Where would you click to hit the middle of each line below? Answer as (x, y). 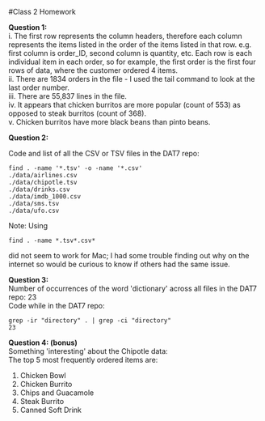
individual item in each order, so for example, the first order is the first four (132, 62)
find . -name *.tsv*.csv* (52, 240)
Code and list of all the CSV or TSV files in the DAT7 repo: (104, 153)
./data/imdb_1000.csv (45, 197)
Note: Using (28, 225)
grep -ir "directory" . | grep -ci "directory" (90, 321)
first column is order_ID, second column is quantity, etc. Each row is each (130, 53)
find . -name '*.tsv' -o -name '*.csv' (76, 168)
